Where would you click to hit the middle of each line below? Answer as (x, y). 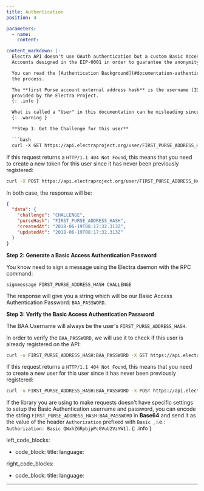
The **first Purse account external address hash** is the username (100, 90)
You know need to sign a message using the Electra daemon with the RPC (99, 267)
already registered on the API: (43, 344)
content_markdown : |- (34, 51)
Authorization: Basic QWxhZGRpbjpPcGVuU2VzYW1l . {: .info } (79, 428)
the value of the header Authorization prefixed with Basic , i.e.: (86, 422)
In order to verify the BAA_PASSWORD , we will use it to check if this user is (95, 338)
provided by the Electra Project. (55, 96)
